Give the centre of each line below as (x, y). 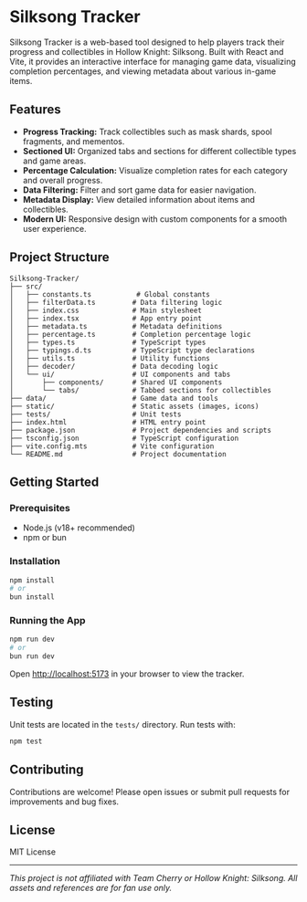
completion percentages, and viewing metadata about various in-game (143, 71)
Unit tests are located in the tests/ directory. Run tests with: (122, 724)
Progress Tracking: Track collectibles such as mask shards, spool (147, 131)
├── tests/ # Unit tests (95, 414)
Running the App (48, 621)
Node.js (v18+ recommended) (79, 528)
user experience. (54, 228)
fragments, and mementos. (74, 141)
